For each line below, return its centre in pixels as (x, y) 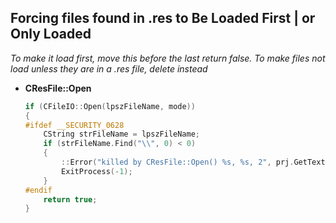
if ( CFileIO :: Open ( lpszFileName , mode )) (110, 106)
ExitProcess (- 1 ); (97, 171)
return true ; (70, 199)
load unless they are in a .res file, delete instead (109, 68)
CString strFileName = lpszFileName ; (122, 134)
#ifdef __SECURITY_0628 (74, 125)
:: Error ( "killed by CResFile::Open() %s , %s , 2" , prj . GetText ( (195, 162)
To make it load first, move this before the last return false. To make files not (168, 58)
